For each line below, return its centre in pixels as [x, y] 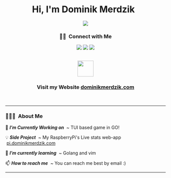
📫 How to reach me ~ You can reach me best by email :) [66, 163]
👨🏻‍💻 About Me [24, 116]
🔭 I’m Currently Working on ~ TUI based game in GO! [62, 127]
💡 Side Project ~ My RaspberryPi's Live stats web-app [63, 137]
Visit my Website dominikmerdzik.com [85, 87]
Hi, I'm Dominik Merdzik [83, 9]
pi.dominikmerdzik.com [31, 143]
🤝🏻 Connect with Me [85, 36]
